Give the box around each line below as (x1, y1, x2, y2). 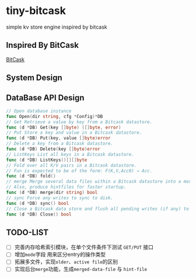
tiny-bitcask (6, 4, 66, 18)
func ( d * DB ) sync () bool (6, 200, 69, 206)
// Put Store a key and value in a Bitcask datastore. (6, 130, 142, 135)
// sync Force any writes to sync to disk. (6, 194, 114, 201)
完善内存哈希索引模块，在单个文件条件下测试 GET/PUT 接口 (14, 244, 153, 251)
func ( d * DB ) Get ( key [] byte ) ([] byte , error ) (6, 124, 121, 130)
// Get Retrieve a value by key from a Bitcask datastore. (6, 119, 153, 125)
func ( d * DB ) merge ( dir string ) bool (6, 190, 98, 196)
